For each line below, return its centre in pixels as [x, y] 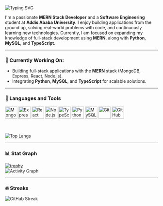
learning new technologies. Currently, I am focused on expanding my [74, 33]
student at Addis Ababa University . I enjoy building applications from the [78, 22]
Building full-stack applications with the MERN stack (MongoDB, [76, 71]
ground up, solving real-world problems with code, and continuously [73, 28]
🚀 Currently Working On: [34, 60]
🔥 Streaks [17, 188]
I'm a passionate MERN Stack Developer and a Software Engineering [75, 18]
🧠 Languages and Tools [33, 98]
